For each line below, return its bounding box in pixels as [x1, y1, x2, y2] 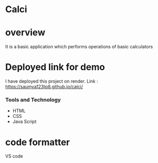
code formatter [5, 136, 70, 148]
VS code [5, 153, 23, 159]
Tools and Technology [5, 96, 61, 103]
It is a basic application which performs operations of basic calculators [5, 44, 153, 50]
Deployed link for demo [5, 61, 105, 73]
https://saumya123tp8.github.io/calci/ [5, 84, 83, 90]
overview [5, 27, 46, 39]
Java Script [12, 118, 36, 125]
